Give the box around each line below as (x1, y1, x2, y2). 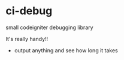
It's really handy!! (5, 35, 49, 42)
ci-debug (5, 4, 53, 18)
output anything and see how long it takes (14, 46, 118, 54)
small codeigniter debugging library (5, 24, 93, 31)
